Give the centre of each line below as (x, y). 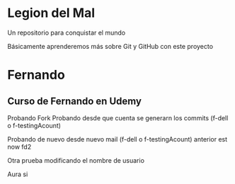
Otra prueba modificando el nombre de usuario (76, 160)
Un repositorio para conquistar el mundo (67, 33)
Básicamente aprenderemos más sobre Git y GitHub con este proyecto (110, 46)
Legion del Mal (51, 13)
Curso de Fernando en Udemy (74, 101)
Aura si (18, 174)
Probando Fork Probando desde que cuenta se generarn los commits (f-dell (118, 117)
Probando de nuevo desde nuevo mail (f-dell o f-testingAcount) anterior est (117, 139)
